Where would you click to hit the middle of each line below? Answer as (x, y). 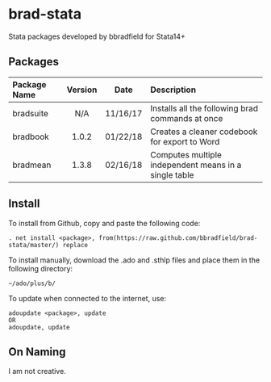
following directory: (41, 268)
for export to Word (185, 141)
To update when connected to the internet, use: (88, 298)
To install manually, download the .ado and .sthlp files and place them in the (134, 260)
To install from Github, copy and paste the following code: (104, 223)
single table (172, 174)
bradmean (32, 165)
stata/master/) (34, 245)
